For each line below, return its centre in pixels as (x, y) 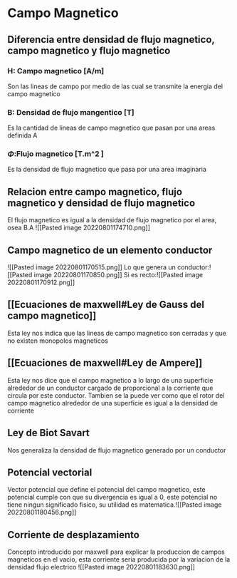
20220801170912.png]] (41, 282)
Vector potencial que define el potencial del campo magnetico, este (106, 490)
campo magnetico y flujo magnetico (89, 50)
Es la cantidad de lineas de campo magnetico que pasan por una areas (111, 128)
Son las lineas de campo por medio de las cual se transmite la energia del (115, 86)
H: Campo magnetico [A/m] (56, 71)
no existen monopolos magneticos (58, 341)
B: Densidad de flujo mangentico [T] (71, 112)
